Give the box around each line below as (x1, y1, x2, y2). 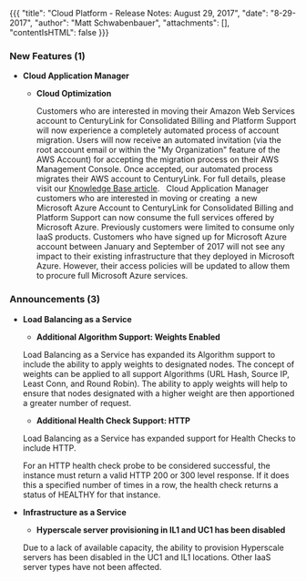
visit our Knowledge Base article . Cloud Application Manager (36, 183, 269, 194)
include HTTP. (22, 442, 76, 454)
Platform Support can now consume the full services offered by (36, 212, 275, 223)
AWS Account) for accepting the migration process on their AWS (36, 154, 280, 165)
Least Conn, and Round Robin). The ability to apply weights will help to (22, 378, 289, 389)
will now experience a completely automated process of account (36, 125, 280, 136)
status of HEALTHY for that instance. (22, 489, 161, 500)
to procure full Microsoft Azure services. (36, 270, 189, 281)
